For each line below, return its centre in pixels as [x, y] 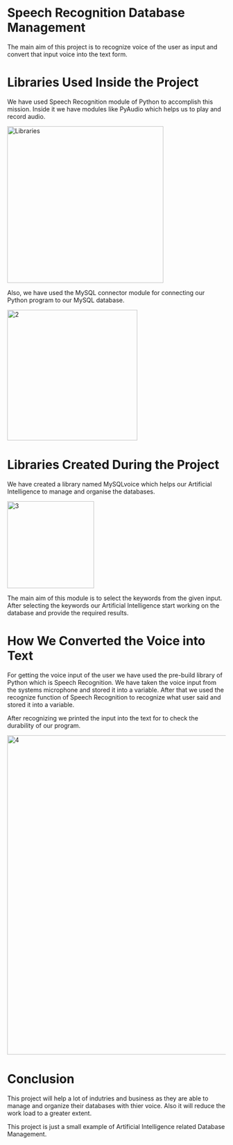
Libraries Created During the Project [113, 465]
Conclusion [41, 1079]
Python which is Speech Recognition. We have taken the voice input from [112, 682]
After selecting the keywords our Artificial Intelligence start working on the [113, 605]
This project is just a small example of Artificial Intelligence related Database [116, 1126]
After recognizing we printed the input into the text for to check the [103, 718]
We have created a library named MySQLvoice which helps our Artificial [110, 484]
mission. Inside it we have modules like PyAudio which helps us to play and [114, 109]
